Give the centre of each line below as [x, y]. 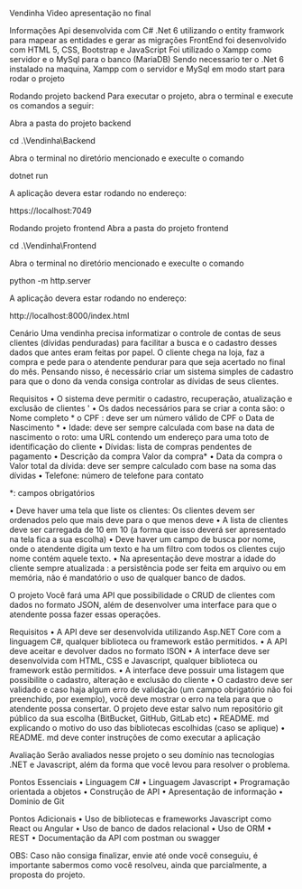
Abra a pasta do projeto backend [70, 123]
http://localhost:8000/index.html [69, 316]
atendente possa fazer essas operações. [85, 614]
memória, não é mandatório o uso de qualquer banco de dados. [128, 578]
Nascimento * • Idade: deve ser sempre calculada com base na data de [142, 427]
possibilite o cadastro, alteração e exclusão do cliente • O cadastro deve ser [151, 680]
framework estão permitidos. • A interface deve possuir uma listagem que [147, 670]
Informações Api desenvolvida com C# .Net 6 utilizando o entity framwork [147, 30]
